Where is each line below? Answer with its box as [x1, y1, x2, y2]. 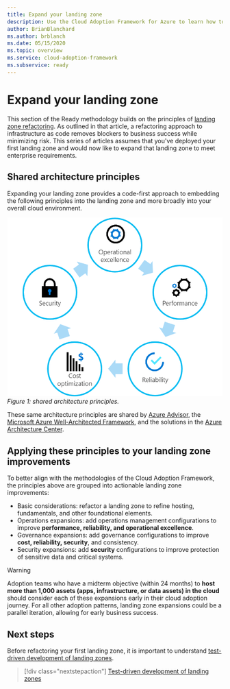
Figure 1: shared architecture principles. [7, 398, 120, 406]
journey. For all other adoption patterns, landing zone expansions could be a [7, 601, 222, 609]
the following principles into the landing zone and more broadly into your [7, 196, 212, 205]
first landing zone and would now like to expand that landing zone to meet [7, 144, 216, 152]
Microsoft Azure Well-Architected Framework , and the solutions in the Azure [7, 418, 222, 426]
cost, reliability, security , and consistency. [16, 538, 139, 546]
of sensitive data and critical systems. [16, 553, 125, 561]
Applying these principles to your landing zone [7, 445, 211, 457]
